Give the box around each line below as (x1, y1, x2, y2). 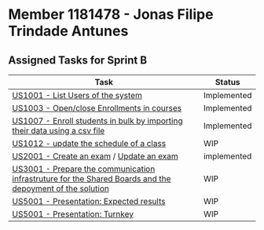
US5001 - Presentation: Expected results (12, 196, 166, 206)
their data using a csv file (12, 126, 105, 136)
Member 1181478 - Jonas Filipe (8, 5, 214, 24)
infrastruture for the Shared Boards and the (12, 173, 171, 184)
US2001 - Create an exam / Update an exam (12, 151, 178, 162)
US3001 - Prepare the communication (12, 163, 156, 174)
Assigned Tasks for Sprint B (8, 53, 148, 67)
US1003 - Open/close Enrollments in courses (12, 103, 182, 113)
